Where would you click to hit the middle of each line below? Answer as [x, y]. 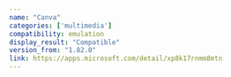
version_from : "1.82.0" [53, 50]
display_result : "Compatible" [65, 42]
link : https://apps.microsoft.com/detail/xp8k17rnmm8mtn [116, 58]
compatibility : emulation [56, 34]
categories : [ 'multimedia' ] [61, 26]
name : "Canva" [35, 17]
